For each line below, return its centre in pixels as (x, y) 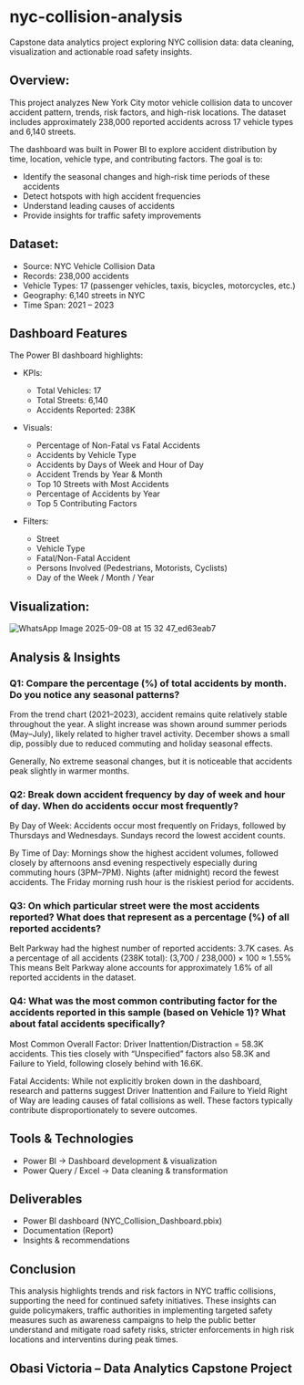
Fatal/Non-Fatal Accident (83, 558)
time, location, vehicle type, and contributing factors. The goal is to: (136, 159)
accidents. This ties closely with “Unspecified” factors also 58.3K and (140, 1053)
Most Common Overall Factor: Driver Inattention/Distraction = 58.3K (137, 1044)
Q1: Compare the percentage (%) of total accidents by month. (148, 683)
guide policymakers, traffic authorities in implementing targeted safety (141, 1310)
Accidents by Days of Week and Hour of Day (120, 465)
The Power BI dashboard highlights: (76, 355)
